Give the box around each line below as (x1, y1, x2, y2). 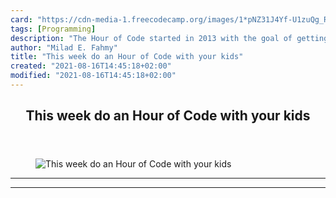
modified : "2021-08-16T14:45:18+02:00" (10, 71, 177, 81)
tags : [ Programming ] (10, 24, 97, 34)
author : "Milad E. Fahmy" (10, 42, 118, 53)
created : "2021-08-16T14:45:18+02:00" (10, 61, 172, 71)
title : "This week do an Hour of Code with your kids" (10, 52, 244, 62)
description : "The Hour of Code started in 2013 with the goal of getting (10, 33, 329, 43)
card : (10, 14, 33, 25)
